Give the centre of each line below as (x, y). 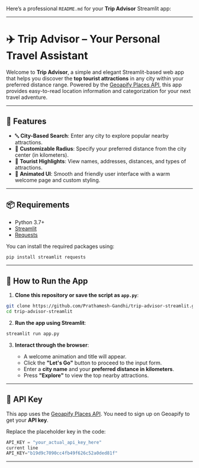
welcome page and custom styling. (57, 180)
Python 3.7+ (30, 222)
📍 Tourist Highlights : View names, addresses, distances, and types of (100, 161)
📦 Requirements (38, 205)
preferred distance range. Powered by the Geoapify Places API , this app (94, 85)
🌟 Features (26, 122)
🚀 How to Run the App (47, 281)
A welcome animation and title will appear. (75, 356)
